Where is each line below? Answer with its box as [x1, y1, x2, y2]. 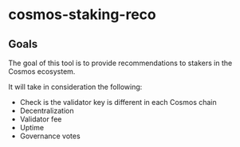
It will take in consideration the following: [8, 82, 143, 91]
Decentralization [19, 106, 74, 115]
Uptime [19, 123, 45, 132]
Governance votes [19, 131, 81, 141]
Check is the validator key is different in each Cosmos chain [19, 98, 217, 106]
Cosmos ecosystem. [8, 67, 76, 76]
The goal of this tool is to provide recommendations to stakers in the [8, 58, 233, 68]
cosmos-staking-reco [8, 6, 157, 24]
